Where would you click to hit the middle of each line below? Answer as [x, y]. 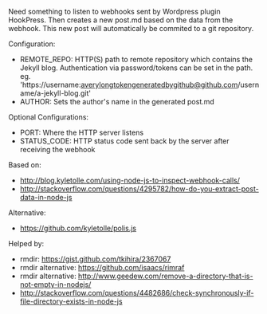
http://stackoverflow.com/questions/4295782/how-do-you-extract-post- [139, 189]
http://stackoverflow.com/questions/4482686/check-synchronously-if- [137, 293]
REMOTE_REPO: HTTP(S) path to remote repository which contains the [136, 59]
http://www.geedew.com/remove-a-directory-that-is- [166, 276]
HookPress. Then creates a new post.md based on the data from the [121, 20]
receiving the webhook [57, 149]
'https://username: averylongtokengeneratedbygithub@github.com [129, 84]
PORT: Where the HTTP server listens [82, 132]
